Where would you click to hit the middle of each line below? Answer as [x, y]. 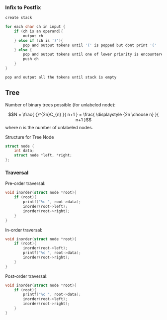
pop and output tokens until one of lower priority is [81, 54]
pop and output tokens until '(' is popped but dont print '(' [90, 45]
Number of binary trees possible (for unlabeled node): [60, 105]
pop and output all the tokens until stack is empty [61, 77]
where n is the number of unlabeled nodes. [49, 127]
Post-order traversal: [26, 276]
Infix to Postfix [23, 7]
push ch [31, 59]
